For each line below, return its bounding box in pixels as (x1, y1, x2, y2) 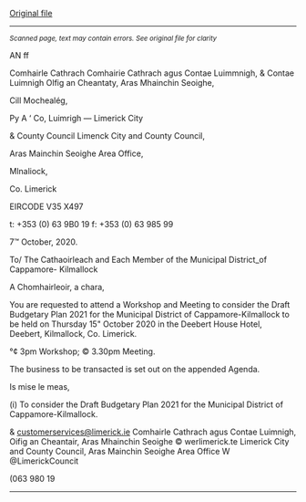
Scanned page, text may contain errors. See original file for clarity (9, 34, 217, 43)
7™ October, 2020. (9, 236, 78, 247)
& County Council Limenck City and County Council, (9, 131, 206, 141)
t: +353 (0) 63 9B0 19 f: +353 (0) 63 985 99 (9, 219, 174, 229)
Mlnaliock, (9, 166, 48, 176)
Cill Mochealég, (9, 95, 68, 106)
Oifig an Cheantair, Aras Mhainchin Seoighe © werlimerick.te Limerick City (9, 436, 290, 446)
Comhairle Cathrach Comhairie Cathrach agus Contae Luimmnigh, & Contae (9, 68, 294, 78)
